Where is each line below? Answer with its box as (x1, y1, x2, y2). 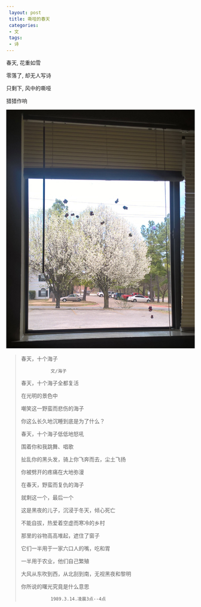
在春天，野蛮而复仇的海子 (20, 481, 84, 488)
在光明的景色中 (20, 392, 58, 399)
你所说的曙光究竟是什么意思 (20, 582, 90, 590)
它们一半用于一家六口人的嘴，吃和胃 (20, 545, 111, 552)
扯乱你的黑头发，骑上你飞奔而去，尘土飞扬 (20, 456, 126, 463)
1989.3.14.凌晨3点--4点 (50, 596, 106, 602)
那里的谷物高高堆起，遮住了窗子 (20, 532, 100, 539)
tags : (8, 35, 23, 41)
